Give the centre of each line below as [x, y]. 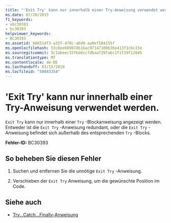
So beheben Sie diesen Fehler [53, 159]
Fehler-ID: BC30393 [27, 142]
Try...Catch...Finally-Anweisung [45, 214]
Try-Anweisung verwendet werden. [82, 108]
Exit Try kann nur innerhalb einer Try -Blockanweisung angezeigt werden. [83, 122]
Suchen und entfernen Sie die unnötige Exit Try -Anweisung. [77, 171]
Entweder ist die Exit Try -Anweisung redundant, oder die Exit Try [76, 127]
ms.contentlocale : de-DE [32, 62]
